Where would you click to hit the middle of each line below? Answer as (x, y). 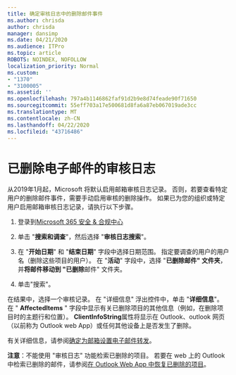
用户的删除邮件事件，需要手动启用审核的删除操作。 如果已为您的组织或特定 (116, 198)
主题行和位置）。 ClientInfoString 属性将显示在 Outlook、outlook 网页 (125, 317)
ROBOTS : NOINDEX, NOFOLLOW (47, 60)
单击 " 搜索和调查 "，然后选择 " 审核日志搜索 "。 (83, 237)
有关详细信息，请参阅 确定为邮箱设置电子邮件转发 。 (81, 341)
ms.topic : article (34, 53)
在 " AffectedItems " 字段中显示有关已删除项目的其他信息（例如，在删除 (112, 308)
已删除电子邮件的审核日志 (82, 169)
